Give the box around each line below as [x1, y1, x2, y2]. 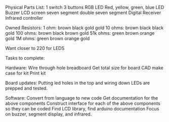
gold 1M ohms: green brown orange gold [5, 35, 90, 41]
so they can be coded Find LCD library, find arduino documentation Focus [5, 106, 159, 111]
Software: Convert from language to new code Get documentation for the [5, 95, 158, 101]
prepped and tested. [5, 85, 48, 91]
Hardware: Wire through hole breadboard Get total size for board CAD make [5, 65, 163, 71]
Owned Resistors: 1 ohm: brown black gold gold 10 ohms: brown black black [5, 25, 164, 31]
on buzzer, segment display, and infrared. [5, 111, 92, 117]
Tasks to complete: [5, 55, 45, 61]
